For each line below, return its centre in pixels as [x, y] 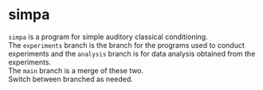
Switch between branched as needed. [71, 79]
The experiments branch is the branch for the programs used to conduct [127, 45]
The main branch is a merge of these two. [76, 70]
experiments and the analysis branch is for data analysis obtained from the [132, 53]
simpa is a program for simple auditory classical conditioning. [108, 37]
